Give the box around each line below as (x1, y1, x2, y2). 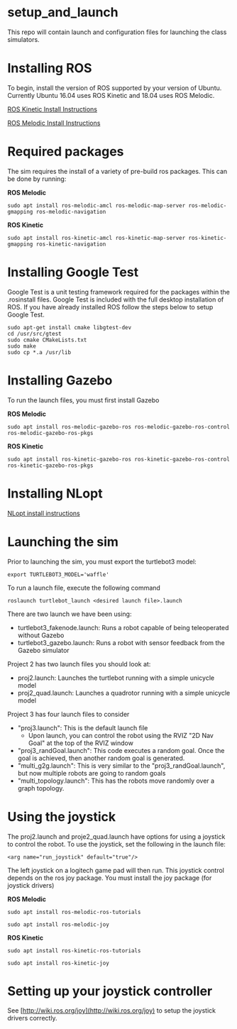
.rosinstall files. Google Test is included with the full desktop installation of (7, 295, 224, 304)
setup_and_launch (7, 4, 118, 21)
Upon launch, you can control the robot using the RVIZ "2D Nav (28, 731, 214, 739)
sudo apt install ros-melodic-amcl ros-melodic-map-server (7, 202, 186, 209)
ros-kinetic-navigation (35, 241, 106, 248)
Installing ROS (7, 60, 92, 77)
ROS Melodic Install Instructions (7, 119, 101, 127)
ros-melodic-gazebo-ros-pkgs (7, 429, 94, 436)
